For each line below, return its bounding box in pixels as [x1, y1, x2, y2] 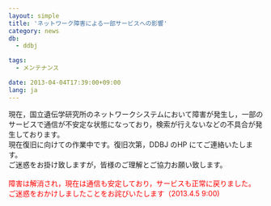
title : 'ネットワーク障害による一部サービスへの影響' [8, 19, 167, 27]
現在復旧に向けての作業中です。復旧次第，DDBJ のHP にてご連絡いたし [8, 139, 247, 149]
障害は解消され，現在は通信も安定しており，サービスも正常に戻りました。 [8, 179, 256, 188]
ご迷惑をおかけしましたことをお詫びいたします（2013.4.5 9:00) [8, 188, 220, 198]
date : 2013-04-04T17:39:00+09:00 [8, 78, 121, 86]
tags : [8, 57, 27, 65]
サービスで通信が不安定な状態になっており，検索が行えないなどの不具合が [8, 119, 256, 129]
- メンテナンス [15, 64, 59, 73]
